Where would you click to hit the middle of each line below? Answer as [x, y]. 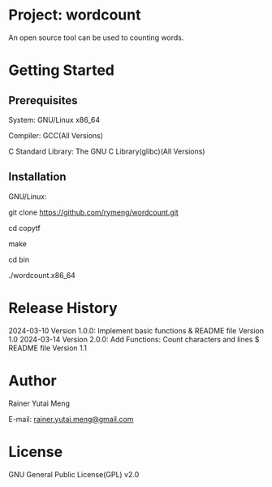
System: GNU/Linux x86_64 [54, 120]
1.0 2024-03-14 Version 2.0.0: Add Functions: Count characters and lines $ [134, 339]
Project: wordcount [75, 15]
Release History [63, 308]
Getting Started [62, 70]
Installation [37, 177]
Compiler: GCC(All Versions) [56, 135]
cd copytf [24, 228]
